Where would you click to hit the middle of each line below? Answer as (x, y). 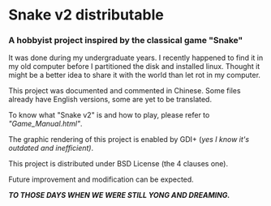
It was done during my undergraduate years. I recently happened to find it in (136, 58)
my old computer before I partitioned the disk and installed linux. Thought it (134, 67)
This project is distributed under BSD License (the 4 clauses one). (118, 164)
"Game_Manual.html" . (45, 124)
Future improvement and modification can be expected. (101, 179)
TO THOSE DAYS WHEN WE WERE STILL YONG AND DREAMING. (119, 195)
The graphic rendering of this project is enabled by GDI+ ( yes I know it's (129, 139)
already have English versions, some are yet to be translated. (110, 100)
